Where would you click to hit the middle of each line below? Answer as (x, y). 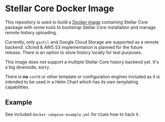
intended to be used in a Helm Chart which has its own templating (72, 82)
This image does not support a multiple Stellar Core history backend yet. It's (82, 62)
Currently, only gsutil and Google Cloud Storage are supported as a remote (82, 42)
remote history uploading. (31, 32)
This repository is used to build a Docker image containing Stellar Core (77, 22)
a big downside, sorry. (28, 67)
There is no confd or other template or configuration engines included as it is (82, 76)
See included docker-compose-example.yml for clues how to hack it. (72, 114)
